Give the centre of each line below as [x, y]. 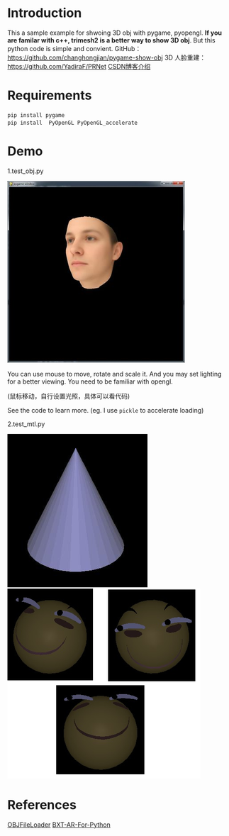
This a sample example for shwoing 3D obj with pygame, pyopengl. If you [114, 33]
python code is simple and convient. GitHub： [74, 48]
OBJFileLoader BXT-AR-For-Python [59, 825]
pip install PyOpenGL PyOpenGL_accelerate [73, 123]
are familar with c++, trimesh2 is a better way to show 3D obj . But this [111, 40]
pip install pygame [36, 115]
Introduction [45, 13]
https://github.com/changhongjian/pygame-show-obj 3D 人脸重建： [107, 57]
